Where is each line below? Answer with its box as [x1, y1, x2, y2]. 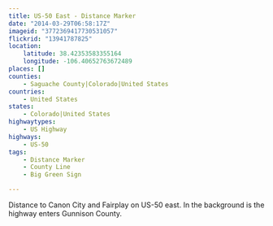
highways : [8, 133, 42, 141]
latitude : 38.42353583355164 [23, 50, 122, 58]
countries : [8, 87, 45, 96]
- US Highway [23, 125, 67, 133]
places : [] [8, 65, 45, 73]
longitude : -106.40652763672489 [23, 58, 132, 66]
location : [8, 42, 42, 50]
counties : [8, 72, 42, 80]
